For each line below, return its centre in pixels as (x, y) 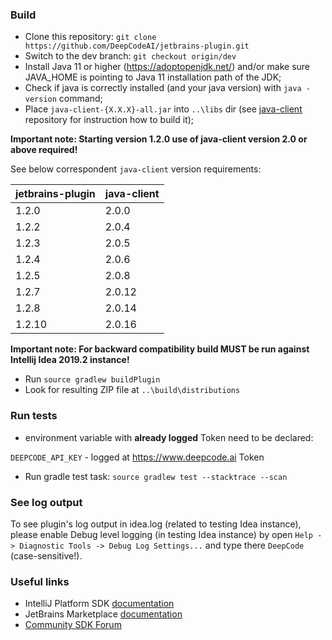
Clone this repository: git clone (90, 37)
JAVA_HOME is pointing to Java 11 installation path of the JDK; (153, 77)
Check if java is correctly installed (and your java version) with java (163, 88)
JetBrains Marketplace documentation (103, 614)
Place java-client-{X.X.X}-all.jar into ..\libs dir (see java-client (163, 109)
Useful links (40, 581)
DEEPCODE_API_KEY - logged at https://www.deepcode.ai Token (137, 457)
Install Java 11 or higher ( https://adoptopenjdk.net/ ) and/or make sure (167, 67)
